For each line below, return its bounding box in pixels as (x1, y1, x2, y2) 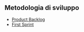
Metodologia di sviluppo (4, 4, 80, 12)
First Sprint (11, 21, 34, 27)
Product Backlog (11, 16, 45, 22)
